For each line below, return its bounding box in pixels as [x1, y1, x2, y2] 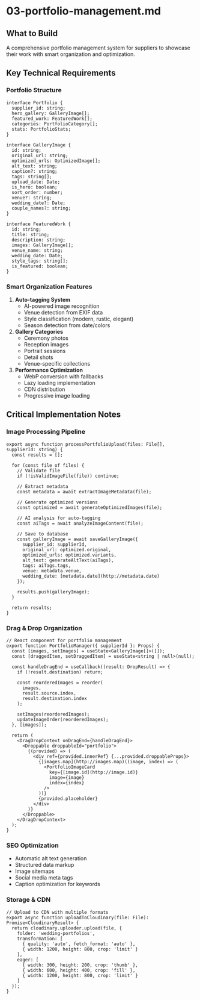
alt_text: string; [11, 163, 58, 169]
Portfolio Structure [6, 86, 62, 95]
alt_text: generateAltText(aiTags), [22, 557, 114, 563]
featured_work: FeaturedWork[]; [11, 116, 93, 122]
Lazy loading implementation [23, 379, 96, 386]
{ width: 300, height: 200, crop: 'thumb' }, [22, 962, 138, 968]
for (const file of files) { [11, 462, 85, 468]
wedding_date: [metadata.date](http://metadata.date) [22, 573, 160, 579]
